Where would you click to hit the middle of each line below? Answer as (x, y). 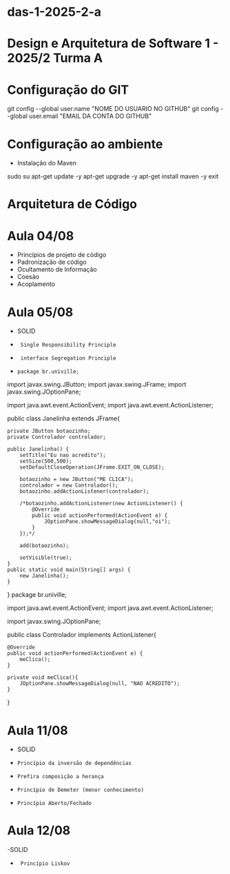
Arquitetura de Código (72, 204)
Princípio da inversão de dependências (74, 763)
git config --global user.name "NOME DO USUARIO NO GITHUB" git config (113, 109)
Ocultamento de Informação (57, 270)
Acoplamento (36, 284)
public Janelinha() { (38, 449)
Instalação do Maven (47, 163)
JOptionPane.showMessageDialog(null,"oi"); (107, 522)
